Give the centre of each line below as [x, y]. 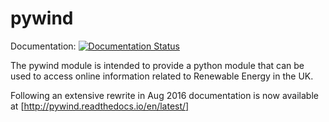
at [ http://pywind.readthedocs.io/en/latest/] [100, 106]
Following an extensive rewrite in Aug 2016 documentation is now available [164, 95]
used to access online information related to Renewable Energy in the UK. [162, 76]
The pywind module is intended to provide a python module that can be [157, 65]
